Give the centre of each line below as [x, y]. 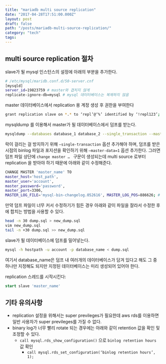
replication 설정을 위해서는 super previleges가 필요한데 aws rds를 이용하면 [85, 315]
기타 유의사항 [24, 303]
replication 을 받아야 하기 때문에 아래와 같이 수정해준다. [59, 162]
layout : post [19, 19]
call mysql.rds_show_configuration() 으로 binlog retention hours [88, 340]
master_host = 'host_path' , [32, 177]
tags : [11, 38]
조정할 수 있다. [26, 334]
